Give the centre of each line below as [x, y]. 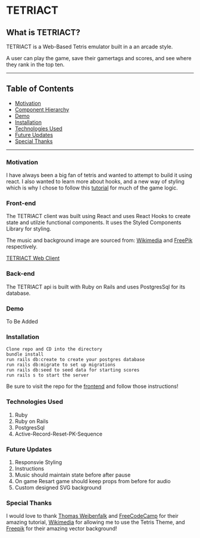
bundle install [25, 354]
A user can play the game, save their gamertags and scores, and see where [99, 58]
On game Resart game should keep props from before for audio [93, 481]
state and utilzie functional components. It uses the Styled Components [94, 223]
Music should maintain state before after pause [73, 475]
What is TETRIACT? [43, 32]
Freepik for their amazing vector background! [62, 528]
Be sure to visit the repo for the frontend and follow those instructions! [92, 386]
